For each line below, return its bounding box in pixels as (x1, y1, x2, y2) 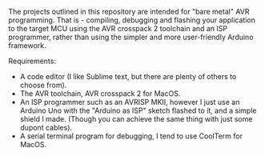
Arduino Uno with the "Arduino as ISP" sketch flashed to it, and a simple (19, 106, 257, 115)
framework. (8, 41, 46, 50)
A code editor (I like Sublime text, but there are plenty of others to (19, 72, 237, 81)
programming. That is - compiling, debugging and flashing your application (8, 15, 256, 25)
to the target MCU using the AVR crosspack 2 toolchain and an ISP (8, 24, 228, 33)
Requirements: (8, 56, 56, 66)
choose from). (19, 80, 67, 90)
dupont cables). (19, 123, 73, 132)
